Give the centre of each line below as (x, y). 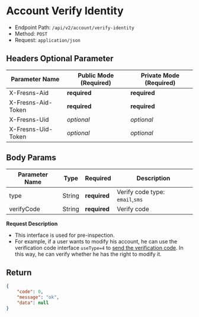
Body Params (31, 158)
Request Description (32, 223)
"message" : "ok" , (38, 297)
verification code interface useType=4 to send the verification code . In (99, 248)
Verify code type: (141, 192)
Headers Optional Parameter (60, 58)
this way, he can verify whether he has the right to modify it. (88, 254)
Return (19, 272)
